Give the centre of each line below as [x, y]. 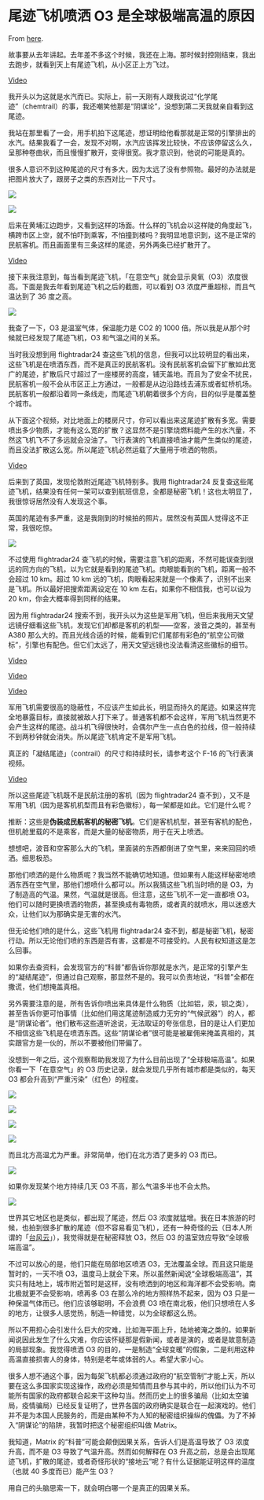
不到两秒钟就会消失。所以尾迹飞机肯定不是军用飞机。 [94, 737]
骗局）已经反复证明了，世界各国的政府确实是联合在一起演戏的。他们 [145, 1405]
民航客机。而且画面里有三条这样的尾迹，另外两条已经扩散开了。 [111, 244]
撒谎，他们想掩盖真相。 [46, 987]
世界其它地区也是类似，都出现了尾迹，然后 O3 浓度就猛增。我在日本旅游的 [128, 1217]
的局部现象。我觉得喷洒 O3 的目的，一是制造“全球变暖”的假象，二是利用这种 [132, 1349]
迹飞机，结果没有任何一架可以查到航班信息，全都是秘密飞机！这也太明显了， [132, 491]
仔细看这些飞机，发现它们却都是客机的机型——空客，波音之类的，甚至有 [139, 625]
